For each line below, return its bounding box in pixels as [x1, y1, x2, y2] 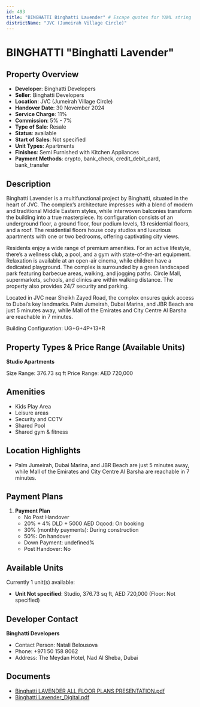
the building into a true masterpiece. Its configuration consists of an [6, 214, 174, 221]
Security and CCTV [14, 415, 63, 422]
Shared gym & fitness [14, 428, 68, 435]
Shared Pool [14, 422, 46, 429]
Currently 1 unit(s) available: [6, 578, 75, 586]
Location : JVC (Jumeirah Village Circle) [14, 98, 113, 105]
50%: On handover [23, 533, 71, 540]
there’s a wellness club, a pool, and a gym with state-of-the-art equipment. [6, 251, 191, 258]
